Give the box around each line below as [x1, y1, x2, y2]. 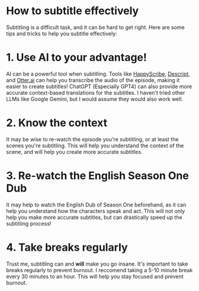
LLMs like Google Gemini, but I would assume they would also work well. [6, 95, 184, 102]
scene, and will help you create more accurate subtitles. [6, 148, 143, 155]
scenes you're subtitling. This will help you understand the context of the [6, 142, 184, 149]
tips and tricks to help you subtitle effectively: [6, 30, 117, 37]
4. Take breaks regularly [6, 241, 129, 254]
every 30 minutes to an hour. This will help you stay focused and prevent [6, 273, 184, 280]
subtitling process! [6, 220, 52, 227]
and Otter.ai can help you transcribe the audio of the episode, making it [6, 76, 180, 83]
